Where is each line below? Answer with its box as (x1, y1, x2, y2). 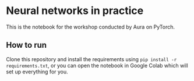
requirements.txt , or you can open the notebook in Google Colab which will (6, 62, 188, 69)
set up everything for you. (6, 68, 68, 75)
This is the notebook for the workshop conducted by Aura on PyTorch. (6, 23, 175, 30)
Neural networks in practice (6, 4, 144, 17)
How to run (6, 40, 47, 50)
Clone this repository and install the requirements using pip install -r (6, 55, 177, 62)
